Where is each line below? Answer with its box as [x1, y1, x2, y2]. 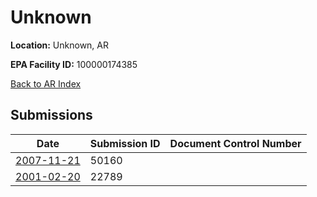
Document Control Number [169, 136, 302, 150]
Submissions [10, 107, 93, 124]
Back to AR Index [10, 77, 82, 90]
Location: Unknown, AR [10, 39, 109, 51]
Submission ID [89, 136, 161, 150]
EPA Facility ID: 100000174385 [10, 58, 138, 70]
